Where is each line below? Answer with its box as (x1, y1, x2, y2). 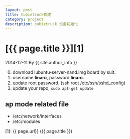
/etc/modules (12, 118, 40, 124)
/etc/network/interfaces (12, 113, 62, 119)
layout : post (5, 7, 33, 13)
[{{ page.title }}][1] (5, 43, 84, 54)
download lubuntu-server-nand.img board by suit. (12, 69, 116, 75)
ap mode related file (5, 100, 69, 108)
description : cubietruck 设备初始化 (5, 21, 78, 27)
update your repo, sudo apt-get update (12, 85, 94, 91)
